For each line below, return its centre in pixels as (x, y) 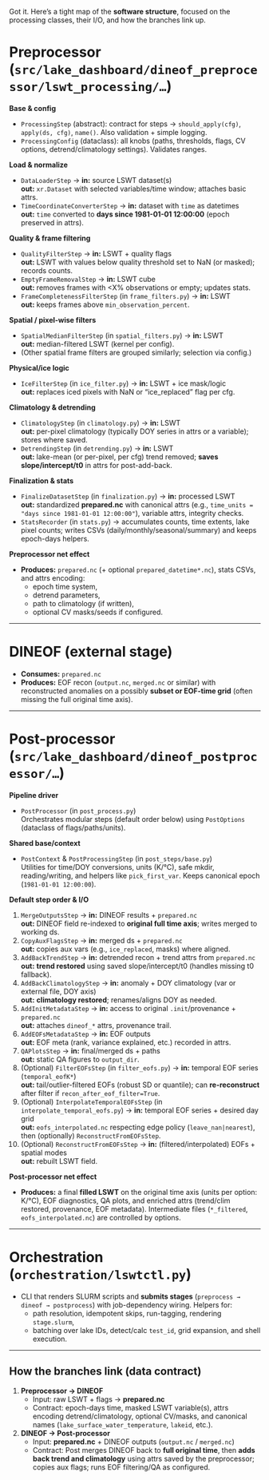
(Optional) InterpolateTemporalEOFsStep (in (91, 1101)
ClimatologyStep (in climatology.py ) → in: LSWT (101, 423)
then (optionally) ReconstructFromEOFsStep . (91, 1135)
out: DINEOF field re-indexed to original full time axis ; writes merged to (139, 923)
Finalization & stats (42, 480)
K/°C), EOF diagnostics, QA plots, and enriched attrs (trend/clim (125, 1200)
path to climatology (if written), (83, 603)
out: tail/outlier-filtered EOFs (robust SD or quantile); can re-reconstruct (140, 1085)
